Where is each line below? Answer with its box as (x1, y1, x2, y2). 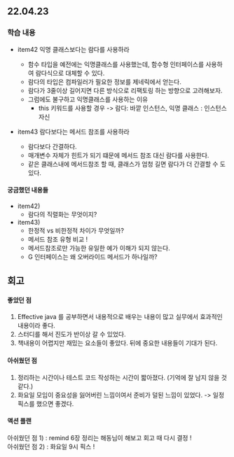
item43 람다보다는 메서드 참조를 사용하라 (17, 127, 130, 136)
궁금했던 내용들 (7, 185, 49, 195)
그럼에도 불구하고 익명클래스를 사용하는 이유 (27, 94, 149, 104)
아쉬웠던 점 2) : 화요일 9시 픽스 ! (7, 442, 95, 451)
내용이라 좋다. (17, 321, 56, 330)
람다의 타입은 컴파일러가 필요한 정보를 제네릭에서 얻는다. (27, 77, 182, 86)
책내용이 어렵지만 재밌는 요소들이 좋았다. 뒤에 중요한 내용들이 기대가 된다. (17, 339, 218, 347)
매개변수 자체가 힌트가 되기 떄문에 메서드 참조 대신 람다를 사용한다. (27, 150, 209, 160)
